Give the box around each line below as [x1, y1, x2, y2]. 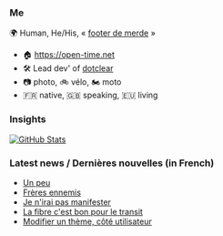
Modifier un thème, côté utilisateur [22, 216, 153, 227]
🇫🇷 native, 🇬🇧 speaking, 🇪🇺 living [22, 89, 158, 101]
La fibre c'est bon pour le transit [22, 206, 144, 217]
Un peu [22, 177, 51, 188]
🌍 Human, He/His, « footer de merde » [9, 27, 157, 38]
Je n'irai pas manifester [22, 196, 112, 207]
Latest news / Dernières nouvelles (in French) [9, 157, 215, 169]
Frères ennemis [22, 187, 82, 198]
